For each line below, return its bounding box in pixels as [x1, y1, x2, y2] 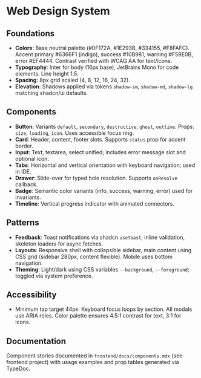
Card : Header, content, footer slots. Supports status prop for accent [15, 135, 186, 143]
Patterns [6, 218, 39, 228]
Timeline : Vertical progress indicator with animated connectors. [15, 200, 174, 207]
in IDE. [15, 168, 31, 175]
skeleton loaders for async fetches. [15, 240, 104, 247]
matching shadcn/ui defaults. [15, 90, 88, 96]
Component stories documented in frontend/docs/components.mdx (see [6, 352, 183, 359]
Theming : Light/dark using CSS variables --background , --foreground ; [15, 266, 189, 273]
